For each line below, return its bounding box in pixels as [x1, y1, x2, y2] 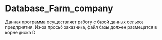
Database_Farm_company [5, 3, 113, 14]
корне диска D [5, 29, 36, 35]
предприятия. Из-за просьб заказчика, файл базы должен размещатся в [5, 24, 157, 30]
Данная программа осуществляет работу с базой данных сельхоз [5, 19, 144, 25]
